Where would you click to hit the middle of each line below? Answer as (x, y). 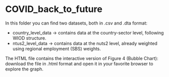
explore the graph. (24, 69)
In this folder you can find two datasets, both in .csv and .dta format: (76, 23)
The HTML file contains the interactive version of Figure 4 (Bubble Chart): (82, 58)
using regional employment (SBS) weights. (57, 48)
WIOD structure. (29, 38)
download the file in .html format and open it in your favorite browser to (79, 63)
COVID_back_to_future (54, 9)
